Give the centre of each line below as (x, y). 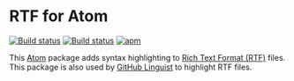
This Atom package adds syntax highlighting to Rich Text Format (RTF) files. (147, 57)
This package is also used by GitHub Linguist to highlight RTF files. (131, 67)
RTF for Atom (59, 16)
